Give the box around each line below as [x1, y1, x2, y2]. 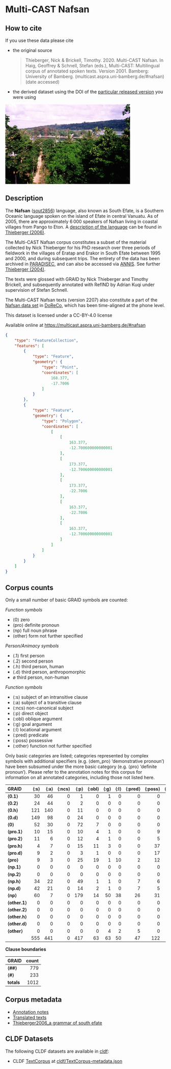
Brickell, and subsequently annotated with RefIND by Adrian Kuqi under [5, 282, 155, 288]
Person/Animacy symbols [5, 643, 59, 649]
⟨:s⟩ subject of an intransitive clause [12, 694, 88, 700]
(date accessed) [25, 79, 60, 85]
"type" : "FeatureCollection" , [14, 338, 79, 343]
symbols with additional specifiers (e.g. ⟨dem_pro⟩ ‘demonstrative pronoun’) [5, 758, 164, 764]
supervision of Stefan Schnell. [5, 287, 69, 293]
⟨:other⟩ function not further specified [12, 743, 92, 749]
